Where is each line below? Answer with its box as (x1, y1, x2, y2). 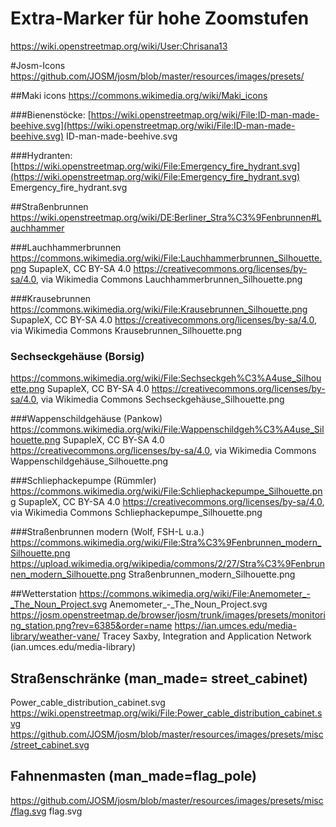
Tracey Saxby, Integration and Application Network (101, 630, 312, 642)
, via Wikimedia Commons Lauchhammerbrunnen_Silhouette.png (36, 273, 303, 285)
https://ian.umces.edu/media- (174, 620, 297, 632)
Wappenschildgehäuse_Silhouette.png (10, 455, 169, 467)
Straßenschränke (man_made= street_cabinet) (10, 670, 309, 687)
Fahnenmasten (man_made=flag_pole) (10, 768, 258, 785)
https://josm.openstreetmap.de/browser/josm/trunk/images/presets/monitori (10, 609, 326, 621)
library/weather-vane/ (10, 630, 100, 642)
